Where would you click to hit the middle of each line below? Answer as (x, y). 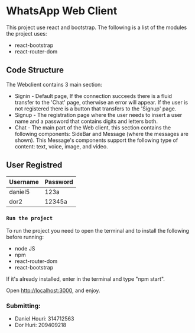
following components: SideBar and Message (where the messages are (102, 134)
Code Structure (35, 70)
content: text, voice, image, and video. (61, 146)
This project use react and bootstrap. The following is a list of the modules (97, 27)
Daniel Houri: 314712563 (44, 319)
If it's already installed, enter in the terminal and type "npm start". (86, 279)
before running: (25, 237)
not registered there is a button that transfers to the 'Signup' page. (95, 109)
